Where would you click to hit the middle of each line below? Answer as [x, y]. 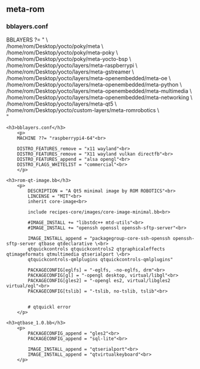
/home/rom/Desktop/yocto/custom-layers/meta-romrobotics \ [83, 110]
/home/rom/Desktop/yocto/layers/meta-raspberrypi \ [72, 65]
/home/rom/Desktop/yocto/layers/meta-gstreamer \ [70, 72]
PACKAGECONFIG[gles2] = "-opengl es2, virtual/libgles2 [99, 280]
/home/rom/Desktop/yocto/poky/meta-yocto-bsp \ [69, 58]
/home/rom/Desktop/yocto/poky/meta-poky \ [62, 52]
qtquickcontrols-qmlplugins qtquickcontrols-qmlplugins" [100, 259]
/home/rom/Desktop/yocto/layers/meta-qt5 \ [62, 104]
